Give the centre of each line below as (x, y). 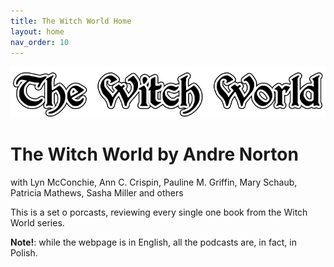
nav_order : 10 (40, 42)
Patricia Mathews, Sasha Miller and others (97, 192)
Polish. (24, 252)
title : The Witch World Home (71, 21)
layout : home (37, 31)
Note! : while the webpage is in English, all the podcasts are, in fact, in (153, 242)
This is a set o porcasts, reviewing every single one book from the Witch (159, 212)
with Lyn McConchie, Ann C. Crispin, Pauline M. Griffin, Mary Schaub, (154, 182)
